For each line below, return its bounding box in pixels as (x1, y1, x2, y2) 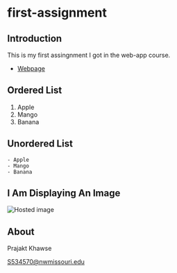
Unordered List (7, 138, 73, 150)
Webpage (17, 65, 45, 72)
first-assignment (7, 5, 108, 21)
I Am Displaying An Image (7, 188, 121, 199)
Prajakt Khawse (7, 245, 52, 253)
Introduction (7, 33, 62, 44)
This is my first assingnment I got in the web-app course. (7, 51, 171, 59)
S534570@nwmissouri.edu (7, 258, 85, 266)
